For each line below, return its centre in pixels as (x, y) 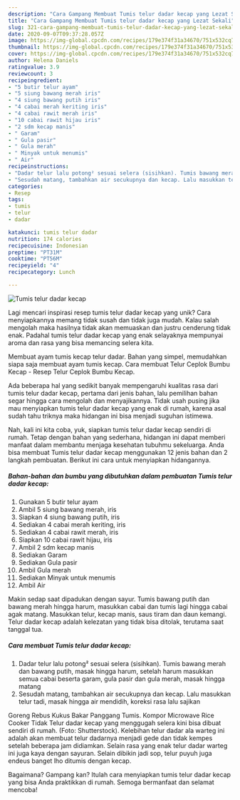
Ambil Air (32, 585)
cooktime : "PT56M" (35, 259)
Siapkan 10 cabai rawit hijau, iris (65, 540)
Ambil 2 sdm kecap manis (56, 547)
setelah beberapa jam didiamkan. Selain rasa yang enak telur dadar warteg (118, 745)
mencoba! (23, 789)
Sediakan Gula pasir (48, 562)
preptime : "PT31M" (35, 252)
